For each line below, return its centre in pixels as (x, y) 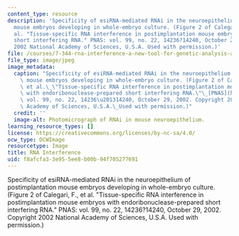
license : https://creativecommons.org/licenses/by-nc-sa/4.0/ (101, 133)
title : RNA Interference (44, 153)
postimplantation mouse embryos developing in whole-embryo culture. (111, 187)
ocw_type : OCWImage (36, 139)
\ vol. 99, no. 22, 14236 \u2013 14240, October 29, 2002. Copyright (122, 100)
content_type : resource (43, 14)
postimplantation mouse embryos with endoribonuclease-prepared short (114, 202)
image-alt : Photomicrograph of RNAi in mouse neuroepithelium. (109, 119)
